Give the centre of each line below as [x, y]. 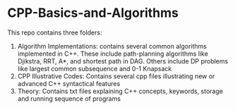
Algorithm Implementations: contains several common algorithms [112, 46]
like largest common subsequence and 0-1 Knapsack [95, 68]
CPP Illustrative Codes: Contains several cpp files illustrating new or [116, 76]
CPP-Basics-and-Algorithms [93, 13]
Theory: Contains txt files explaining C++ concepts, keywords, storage [120, 91]
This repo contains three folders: [55, 32]
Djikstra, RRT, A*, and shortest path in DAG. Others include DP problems [123, 61]
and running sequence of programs [69, 98]
